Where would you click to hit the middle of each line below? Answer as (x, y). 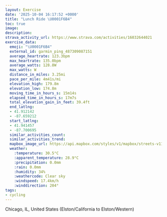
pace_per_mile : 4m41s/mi (35, 79)
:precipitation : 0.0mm (38, 162)
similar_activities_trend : (38, 139)
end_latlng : (22, 107)
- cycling (15, 195)
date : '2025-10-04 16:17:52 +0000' (42, 14)
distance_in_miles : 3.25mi (38, 75)
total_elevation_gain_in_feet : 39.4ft (50, 103)
